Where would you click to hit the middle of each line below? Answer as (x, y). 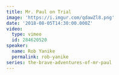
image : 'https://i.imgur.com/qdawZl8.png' (60, 18)
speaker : (17, 46)
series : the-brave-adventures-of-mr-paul (59, 62)
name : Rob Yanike (34, 51)
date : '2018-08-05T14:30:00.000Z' (50, 23)
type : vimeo (27, 34)
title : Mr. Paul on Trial (39, 12)
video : (14, 29)
